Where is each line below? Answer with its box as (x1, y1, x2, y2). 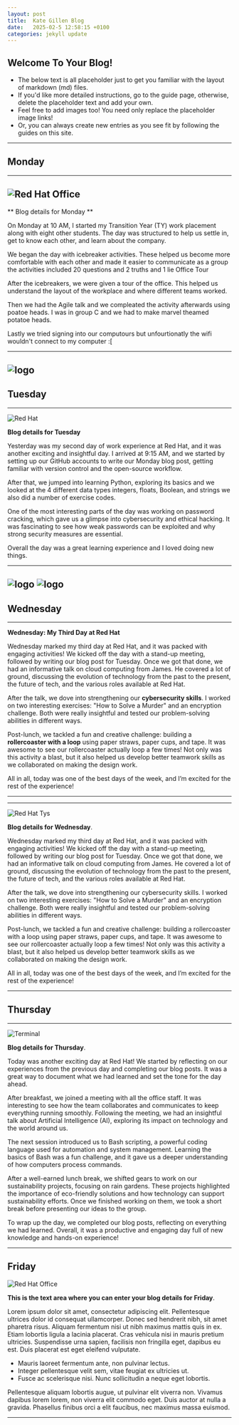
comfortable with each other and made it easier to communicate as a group (7, 257, 229, 266)
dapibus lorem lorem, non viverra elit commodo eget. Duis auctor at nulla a (7, 1395, 226, 1404)
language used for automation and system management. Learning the (7, 1145, 212, 1154)
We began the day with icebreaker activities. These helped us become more (7, 250, 230, 259)
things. (7, 551, 28, 559)
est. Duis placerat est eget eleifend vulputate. (7, 1344, 141, 1354)
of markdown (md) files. (17, 83, 89, 92)
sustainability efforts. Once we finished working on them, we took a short (7, 1196, 222, 1205)
